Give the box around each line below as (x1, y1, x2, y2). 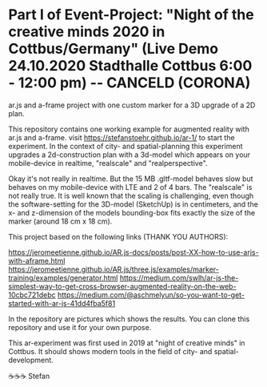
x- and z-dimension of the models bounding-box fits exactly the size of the (8, 208, 256, 217)
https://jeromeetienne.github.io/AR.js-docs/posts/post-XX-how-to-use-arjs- (8, 247, 259, 257)
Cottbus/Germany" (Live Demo (8, 40, 218, 58)
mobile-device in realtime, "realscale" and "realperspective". (8, 158, 208, 167)
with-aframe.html (8, 256, 66, 265)
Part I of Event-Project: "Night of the (8, 6, 254, 24)
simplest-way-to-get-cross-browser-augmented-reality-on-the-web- (8, 281, 237, 291)
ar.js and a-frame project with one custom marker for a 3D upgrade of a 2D (8, 100, 256, 110)
